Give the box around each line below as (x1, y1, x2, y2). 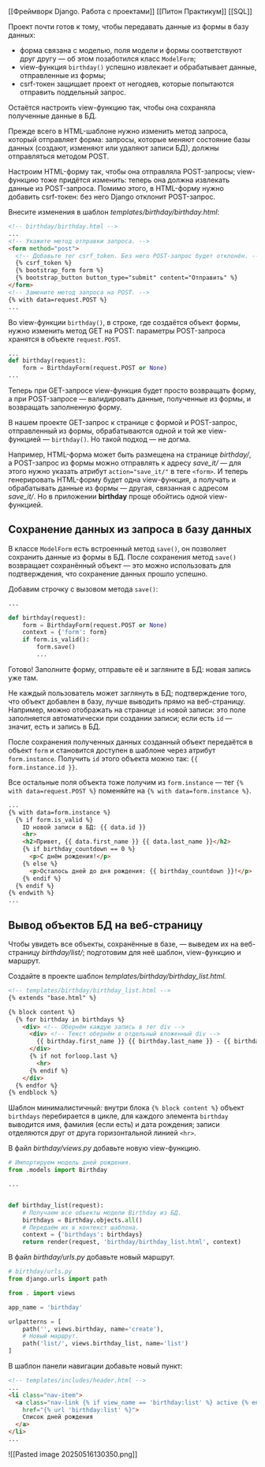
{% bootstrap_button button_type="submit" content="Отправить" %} (15, 274, 238, 282)
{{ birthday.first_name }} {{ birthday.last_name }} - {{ (36, 1037, 231, 1046)
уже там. (8, 673, 39, 682)
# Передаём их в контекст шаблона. (22, 1223, 140, 1231)
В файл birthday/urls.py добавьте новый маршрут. (8, 1252, 175, 1262)
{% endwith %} (8, 889, 55, 898)
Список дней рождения (22, 1413, 93, 1421)
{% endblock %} (8, 1088, 58, 1097)
